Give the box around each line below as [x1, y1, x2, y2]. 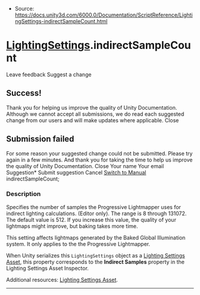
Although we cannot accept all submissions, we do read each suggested [6, 110, 185, 117]
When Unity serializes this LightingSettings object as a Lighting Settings [6, 251, 186, 259]
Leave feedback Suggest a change [6, 71, 92, 78]
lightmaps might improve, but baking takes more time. [6, 222, 138, 229]
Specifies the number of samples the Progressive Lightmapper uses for [6, 203, 182, 210]
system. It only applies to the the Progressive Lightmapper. [6, 240, 151, 247]
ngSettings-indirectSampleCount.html [14, 18, 108, 24]
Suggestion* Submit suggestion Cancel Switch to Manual [6, 169, 146, 176]
